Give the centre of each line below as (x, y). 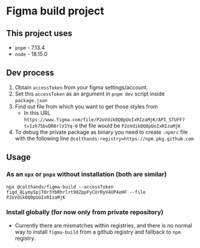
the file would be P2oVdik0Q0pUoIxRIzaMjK (130, 126)
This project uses (39, 33)
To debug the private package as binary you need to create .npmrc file (101, 132)
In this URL (37, 113)
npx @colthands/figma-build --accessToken (60, 187)
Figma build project (55, 11)
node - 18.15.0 (31, 54)
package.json (31, 100)
